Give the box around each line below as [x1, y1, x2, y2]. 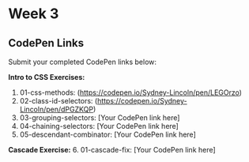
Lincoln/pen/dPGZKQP [19, 104, 93, 114]
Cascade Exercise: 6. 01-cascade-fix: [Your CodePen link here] [8, 145, 216, 154]
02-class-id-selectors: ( [19, 96, 98, 105]
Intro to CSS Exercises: [8, 73, 85, 81]
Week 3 [8, 5, 59, 23]
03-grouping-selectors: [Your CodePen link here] [19, 113, 180, 122]
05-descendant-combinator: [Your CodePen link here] [19, 130, 196, 139]
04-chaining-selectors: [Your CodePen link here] [19, 122, 179, 130]
